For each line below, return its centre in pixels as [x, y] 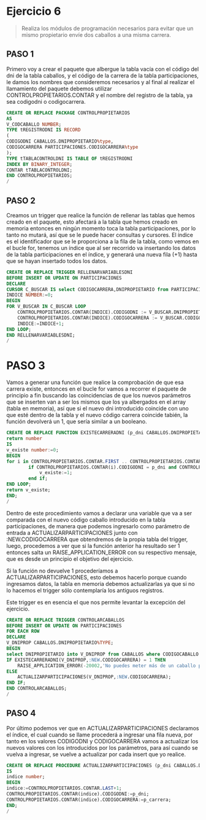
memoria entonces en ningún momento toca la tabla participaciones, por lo [101, 228]
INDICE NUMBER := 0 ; [30, 295]
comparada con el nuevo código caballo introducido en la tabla [86, 520]
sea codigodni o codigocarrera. [46, 101]
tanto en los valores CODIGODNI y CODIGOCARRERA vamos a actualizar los [102, 741]
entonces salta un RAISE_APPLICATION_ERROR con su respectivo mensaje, [102, 552]
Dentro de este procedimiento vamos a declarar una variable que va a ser [99, 513]
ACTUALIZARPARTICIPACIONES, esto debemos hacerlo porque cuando [97, 577]
